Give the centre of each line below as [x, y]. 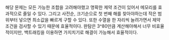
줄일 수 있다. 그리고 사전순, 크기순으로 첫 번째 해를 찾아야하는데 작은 [90, 13]
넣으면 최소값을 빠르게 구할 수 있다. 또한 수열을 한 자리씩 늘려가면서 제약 [90, 20]
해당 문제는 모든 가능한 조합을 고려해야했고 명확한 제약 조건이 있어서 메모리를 [81, 7]
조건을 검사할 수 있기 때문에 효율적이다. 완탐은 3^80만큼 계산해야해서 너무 [78, 26]
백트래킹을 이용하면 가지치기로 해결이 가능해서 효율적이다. [81, 32]
